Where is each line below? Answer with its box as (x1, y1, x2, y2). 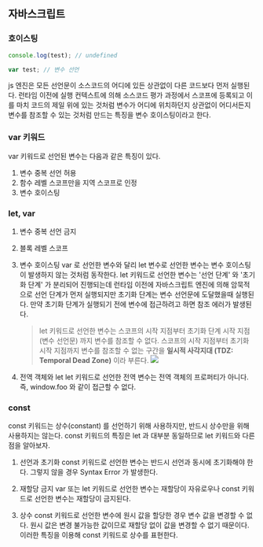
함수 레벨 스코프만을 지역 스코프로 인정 (19, 178, 137, 187)
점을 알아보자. (8, 441, 51, 450)
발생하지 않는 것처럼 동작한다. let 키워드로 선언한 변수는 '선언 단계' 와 (27, 270, 239, 279)
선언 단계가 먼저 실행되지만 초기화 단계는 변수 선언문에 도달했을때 (34, 290, 234, 299)
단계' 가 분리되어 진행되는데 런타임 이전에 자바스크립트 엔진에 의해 (27, 280, 229, 290)
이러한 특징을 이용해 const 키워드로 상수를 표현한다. (19, 530, 178, 540)
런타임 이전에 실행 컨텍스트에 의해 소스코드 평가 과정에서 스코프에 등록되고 (18, 91, 245, 100)
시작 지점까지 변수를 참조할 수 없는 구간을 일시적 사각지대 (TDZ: (38, 346, 234, 356)
